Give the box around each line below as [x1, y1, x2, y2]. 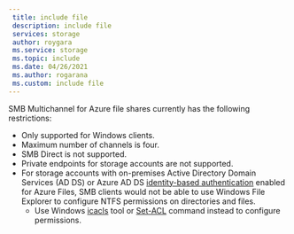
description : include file [12, 21, 112, 30]
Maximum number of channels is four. [20, 139, 160, 150]
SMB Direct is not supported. [20, 148, 128, 160]
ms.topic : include [12, 54, 81, 63]
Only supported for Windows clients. [20, 129, 156, 140]
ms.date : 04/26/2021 [12, 63, 89, 72]
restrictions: [8, 113, 52, 123]
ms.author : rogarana [12, 71, 89, 80]
